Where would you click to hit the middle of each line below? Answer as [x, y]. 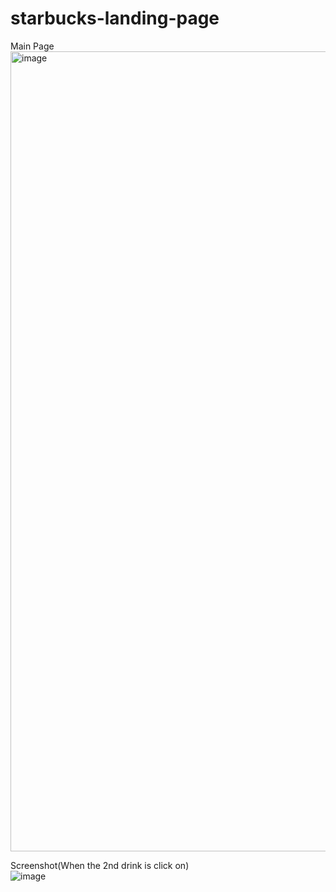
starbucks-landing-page [115, 18]
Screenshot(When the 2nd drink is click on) [100, 865]
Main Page [32, 46]
